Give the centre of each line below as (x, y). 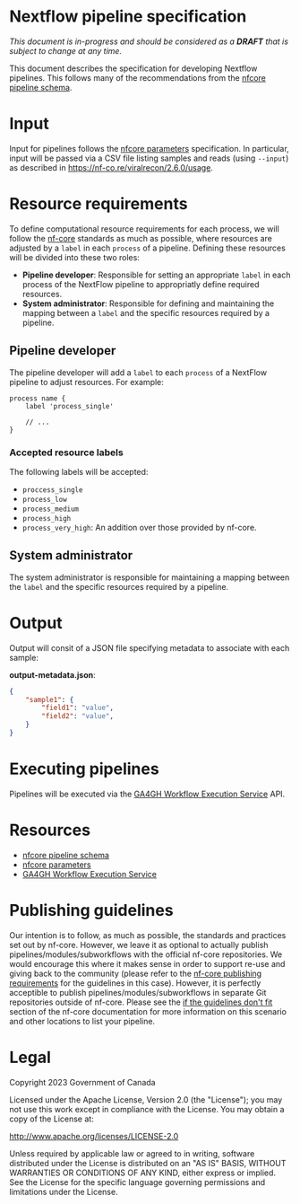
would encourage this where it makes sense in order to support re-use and (147, 963)
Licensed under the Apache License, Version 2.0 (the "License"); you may (146, 1099)
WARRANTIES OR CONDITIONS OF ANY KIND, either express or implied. (142, 1173)
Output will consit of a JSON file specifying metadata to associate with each (150, 647)
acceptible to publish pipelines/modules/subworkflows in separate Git (138, 992)
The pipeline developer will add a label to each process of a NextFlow (138, 372)
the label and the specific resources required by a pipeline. (119, 586)
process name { (38, 398)
